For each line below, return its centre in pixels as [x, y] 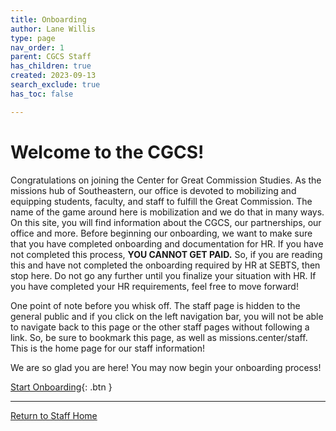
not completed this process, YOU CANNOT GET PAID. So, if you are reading [166, 254]
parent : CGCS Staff [51, 57]
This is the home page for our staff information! [108, 348]
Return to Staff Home [54, 415]
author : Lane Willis [53, 29]
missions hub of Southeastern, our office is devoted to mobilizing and [153, 190]
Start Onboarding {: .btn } [61, 387]
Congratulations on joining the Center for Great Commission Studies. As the [166, 180]
